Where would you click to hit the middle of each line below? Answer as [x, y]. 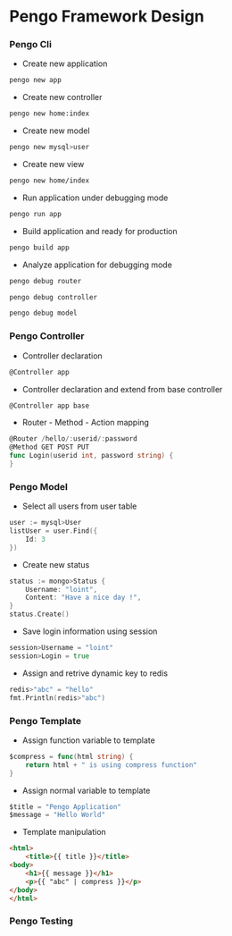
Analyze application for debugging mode [97, 265]
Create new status [56, 564]
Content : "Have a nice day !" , [83, 598]
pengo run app [36, 214]
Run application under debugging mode [95, 198]
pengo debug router [46, 281]
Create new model [56, 131]
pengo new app [36, 80]
